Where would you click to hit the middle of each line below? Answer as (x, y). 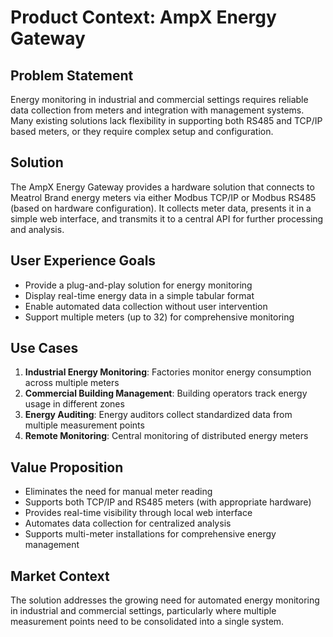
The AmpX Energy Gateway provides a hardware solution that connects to (162, 187)
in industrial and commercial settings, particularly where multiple (143, 611)
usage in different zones (74, 404)
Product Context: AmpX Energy (143, 17)
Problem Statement (72, 75)
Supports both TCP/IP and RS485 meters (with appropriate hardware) (168, 502)
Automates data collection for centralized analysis (128, 523)
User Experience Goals (83, 261)
